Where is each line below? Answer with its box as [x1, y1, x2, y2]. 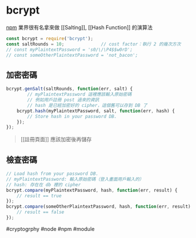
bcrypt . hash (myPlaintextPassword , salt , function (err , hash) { [16, 107, 175, 114]
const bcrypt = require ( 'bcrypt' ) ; [6, 35, 94, 41]
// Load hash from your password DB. [6, 171, 99, 177]
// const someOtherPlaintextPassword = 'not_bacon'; [6, 52, 138, 58]
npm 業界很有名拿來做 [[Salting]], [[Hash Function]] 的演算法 [6, 24, 153, 31]
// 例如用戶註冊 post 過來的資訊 [27, 97, 99, 103]
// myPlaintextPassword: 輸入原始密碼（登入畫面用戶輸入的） [6, 176, 144, 182]
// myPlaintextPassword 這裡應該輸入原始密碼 [27, 92, 132, 97]
